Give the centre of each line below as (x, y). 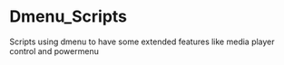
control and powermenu (54, 51)
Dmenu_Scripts (69, 17)
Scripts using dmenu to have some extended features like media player (142, 42)
